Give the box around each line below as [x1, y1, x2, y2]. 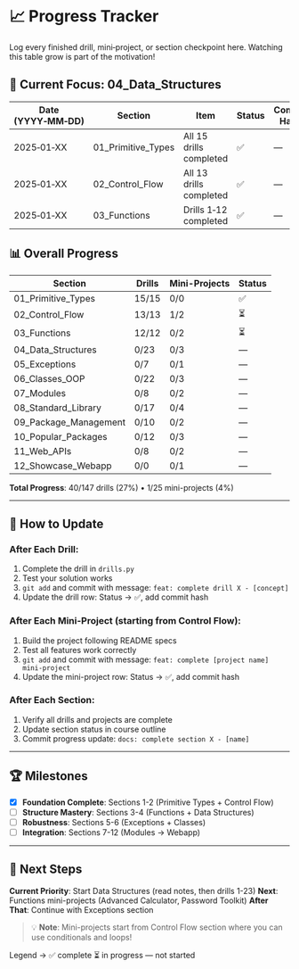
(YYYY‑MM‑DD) [13, 114, 85, 127]
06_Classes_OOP [13, 372, 85, 385]
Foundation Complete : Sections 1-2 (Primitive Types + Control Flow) [21, 797, 274, 807]
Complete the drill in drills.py [21, 563, 135, 575]
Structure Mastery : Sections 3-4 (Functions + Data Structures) [21, 807, 255, 817]
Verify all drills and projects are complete [21, 714, 174, 725]
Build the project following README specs [21, 634, 177, 646]
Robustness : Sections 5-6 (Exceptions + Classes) [21, 816, 206, 827]
